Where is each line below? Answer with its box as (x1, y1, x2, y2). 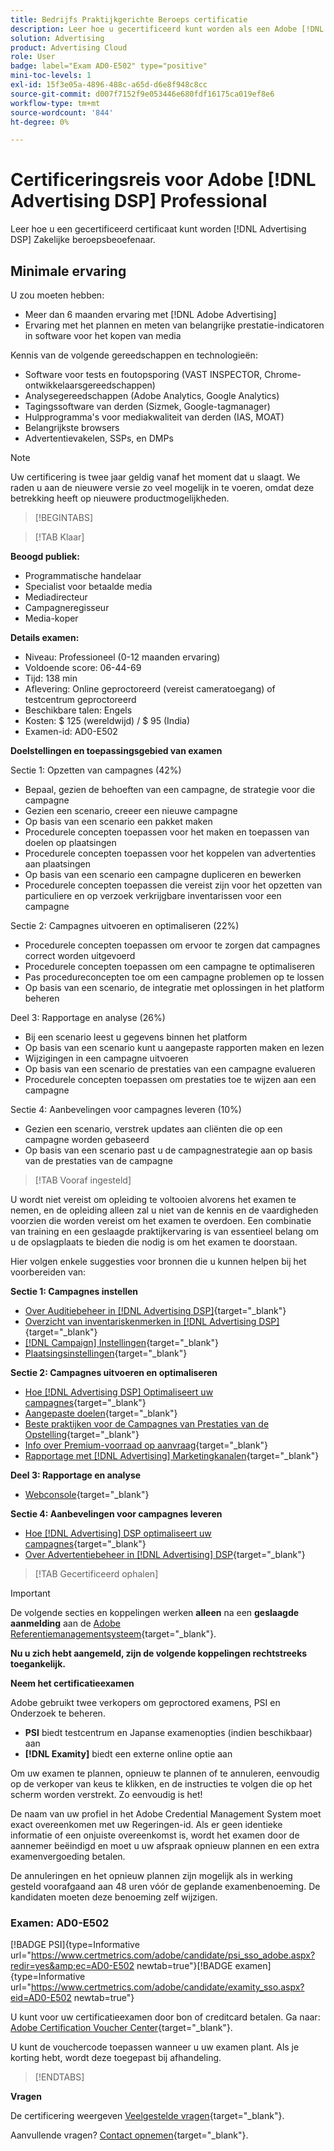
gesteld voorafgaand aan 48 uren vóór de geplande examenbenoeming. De (10, 1881, 321, 1892)
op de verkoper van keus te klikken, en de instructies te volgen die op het (10, 1778, 313, 1790)
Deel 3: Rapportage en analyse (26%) (10, 1012, 166, 1023)
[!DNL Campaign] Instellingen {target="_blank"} (24, 1337, 219, 1348)
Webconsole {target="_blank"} (24, 1489, 150, 1500)
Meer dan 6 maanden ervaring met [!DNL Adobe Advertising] (24, 309, 277, 320)
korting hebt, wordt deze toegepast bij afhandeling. (10, 2052, 222, 2064)
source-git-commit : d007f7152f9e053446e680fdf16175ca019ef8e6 (10, 89, 275, 99)
